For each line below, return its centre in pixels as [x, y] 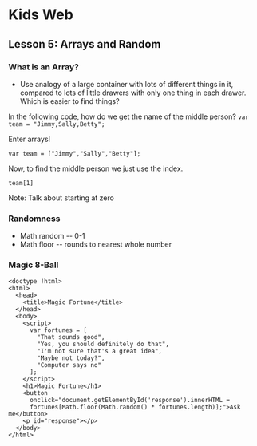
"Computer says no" [69, 365]
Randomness [34, 219]
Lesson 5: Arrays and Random [85, 44]
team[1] [21, 183]
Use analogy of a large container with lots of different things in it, [127, 84]
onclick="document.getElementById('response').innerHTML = [129, 401]
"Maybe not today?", [71, 358]
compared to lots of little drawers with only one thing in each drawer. [133, 93]
